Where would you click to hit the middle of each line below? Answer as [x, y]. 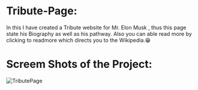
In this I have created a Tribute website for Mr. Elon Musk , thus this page [96, 27]
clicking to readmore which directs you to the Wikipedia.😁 [79, 40]
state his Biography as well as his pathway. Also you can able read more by [99, 33]
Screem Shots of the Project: [79, 64]
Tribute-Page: [42, 11]
